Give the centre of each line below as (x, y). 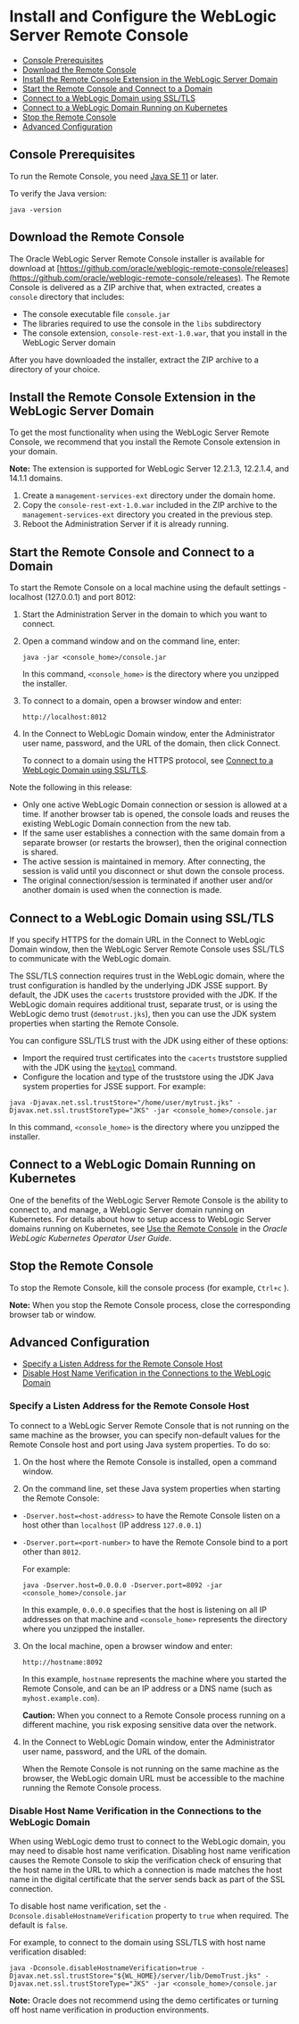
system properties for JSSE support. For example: (114, 1086)
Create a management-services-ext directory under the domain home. (149, 496)
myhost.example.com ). (61, 1697)
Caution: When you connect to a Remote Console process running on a (154, 1715)
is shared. (40, 852)
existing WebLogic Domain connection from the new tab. (127, 824)
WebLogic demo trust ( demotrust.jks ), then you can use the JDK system (143, 1014)
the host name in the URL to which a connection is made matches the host (146, 1870)
